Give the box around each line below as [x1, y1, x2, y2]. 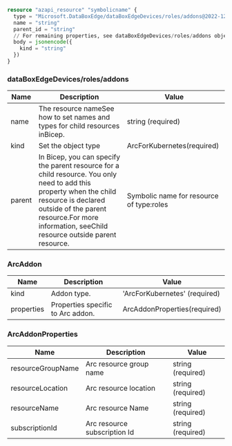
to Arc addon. [50, 308, 95, 318]
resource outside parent [38, 230, 117, 240]
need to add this [38, 178, 91, 188]
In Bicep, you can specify [38, 152, 121, 162]
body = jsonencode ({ [13, 39, 72, 46]
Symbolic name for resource [126, 191, 219, 201]
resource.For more [38, 213, 99, 223]
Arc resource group [85, 359, 149, 369]
